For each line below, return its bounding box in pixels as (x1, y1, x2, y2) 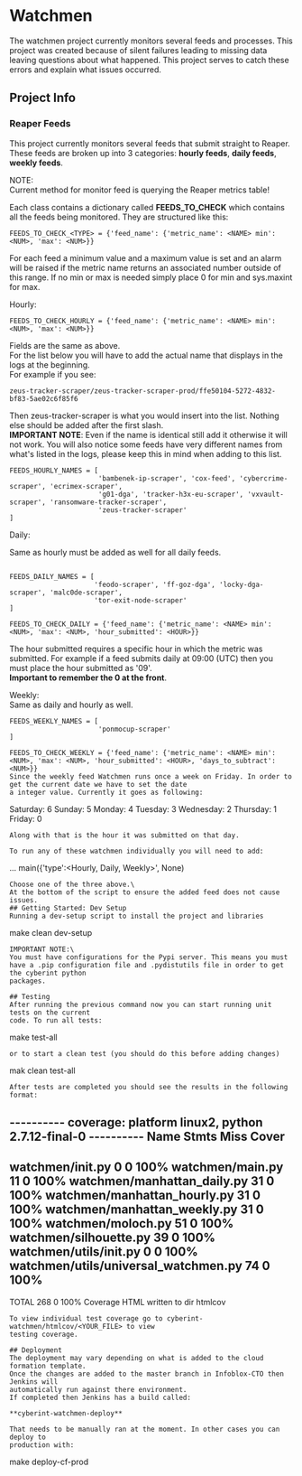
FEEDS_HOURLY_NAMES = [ (9, 466, 99, 475)
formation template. (9, 1361, 87, 1370)
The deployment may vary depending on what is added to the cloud (9, 1353, 264, 1362)
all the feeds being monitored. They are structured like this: (9, 211, 229, 222)
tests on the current (9, 1008, 91, 1017)
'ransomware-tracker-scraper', (49, 498, 168, 507)
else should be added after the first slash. (9, 419, 164, 430)
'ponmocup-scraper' (97, 724, 171, 733)
